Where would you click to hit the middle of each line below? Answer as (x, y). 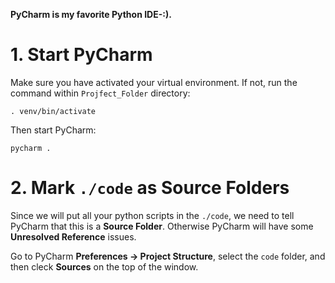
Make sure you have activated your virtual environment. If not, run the (154, 82)
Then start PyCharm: (53, 130)
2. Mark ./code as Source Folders (150, 188)
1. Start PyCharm (81, 55)
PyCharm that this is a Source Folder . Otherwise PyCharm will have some (162, 226)
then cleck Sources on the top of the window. (104, 266)
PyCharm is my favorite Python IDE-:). (91, 14)
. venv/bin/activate (53, 111)
